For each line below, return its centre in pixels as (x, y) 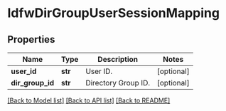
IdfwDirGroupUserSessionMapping (114, 13)
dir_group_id (33, 83)
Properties (31, 39)
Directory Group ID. (118, 83)
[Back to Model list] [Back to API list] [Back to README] (89, 100)
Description (118, 59)
